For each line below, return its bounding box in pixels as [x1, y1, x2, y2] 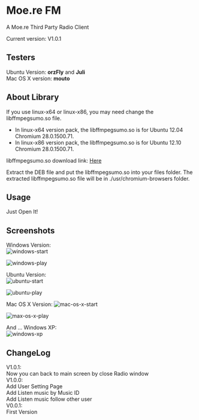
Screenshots [6, 226, 55, 236]
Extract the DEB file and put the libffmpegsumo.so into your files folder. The [6, 169, 193, 176]
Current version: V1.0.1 [6, 35, 62, 42]
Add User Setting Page [6, 383, 63, 390]
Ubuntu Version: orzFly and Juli [6, 68, 86, 76]
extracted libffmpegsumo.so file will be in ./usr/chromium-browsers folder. [6, 175, 190, 182]
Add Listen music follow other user [6, 395, 92, 403]
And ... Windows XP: [6, 324, 57, 331]
